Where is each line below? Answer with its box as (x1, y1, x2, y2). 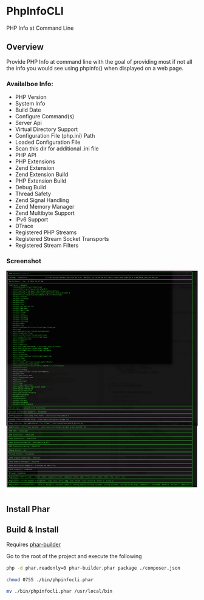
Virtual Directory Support (15, 126, 78, 133)
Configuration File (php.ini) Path (15, 132, 95, 140)
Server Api (15, 120, 42, 127)
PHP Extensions (15, 158, 56, 165)
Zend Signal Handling (15, 197, 69, 204)
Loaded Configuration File (15, 138, 81, 146)
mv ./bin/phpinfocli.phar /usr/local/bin (6, 588, 113, 595)
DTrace (15, 223, 34, 230)
